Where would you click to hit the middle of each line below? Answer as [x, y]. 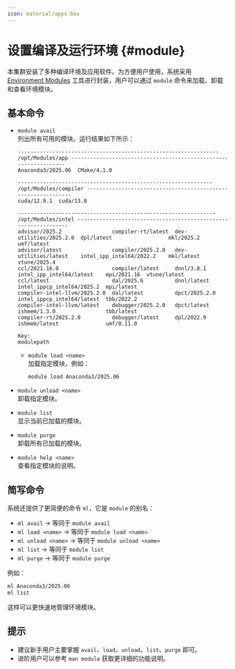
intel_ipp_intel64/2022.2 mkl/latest [140, 257]
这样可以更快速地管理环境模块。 [53, 607]
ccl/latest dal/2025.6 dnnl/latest [113, 281]
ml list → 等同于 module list [60, 549]
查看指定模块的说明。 [48, 466]
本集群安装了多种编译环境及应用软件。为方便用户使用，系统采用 [99, 72]
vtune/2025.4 [36, 263]
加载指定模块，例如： [59, 364]
